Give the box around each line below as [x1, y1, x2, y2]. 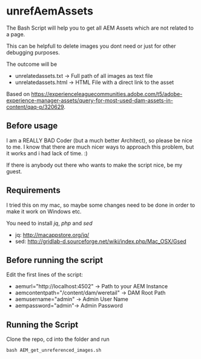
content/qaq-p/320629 [6, 103, 64, 110]
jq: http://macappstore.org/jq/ [15, 231, 90, 238]
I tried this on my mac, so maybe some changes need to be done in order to [6, 201, 196, 209]
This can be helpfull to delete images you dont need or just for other [6, 42, 176, 50]
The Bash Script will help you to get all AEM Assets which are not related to [6, 24, 194, 31]
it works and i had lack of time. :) [6, 149, 88, 157]
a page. [6, 30, 25, 37]
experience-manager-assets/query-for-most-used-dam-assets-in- [6, 97, 174, 104]
